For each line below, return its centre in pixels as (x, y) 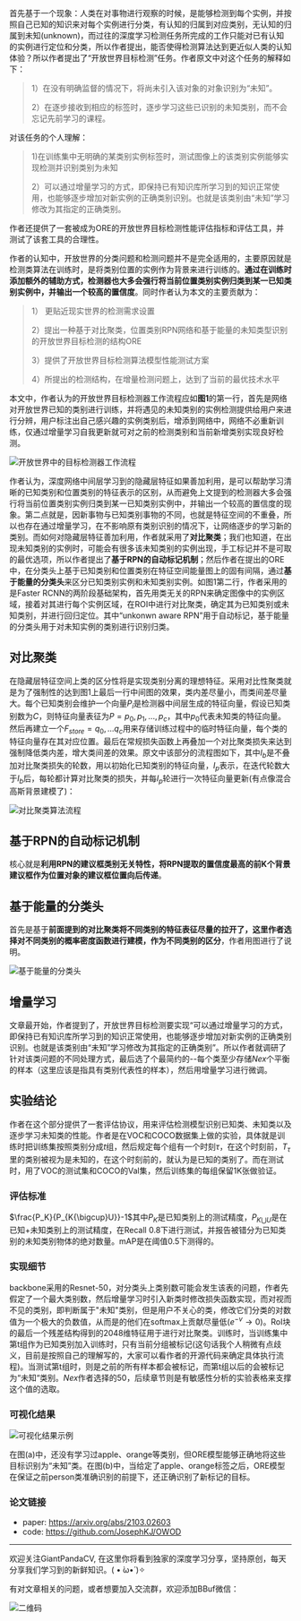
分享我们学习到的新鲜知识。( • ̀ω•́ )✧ (77, 1570)
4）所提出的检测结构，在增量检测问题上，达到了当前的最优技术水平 (155, 379)
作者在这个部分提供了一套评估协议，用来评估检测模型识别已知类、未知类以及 (150, 1124)
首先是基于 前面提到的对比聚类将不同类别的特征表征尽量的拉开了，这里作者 (146, 930)
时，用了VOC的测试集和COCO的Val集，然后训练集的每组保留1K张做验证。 (146, 1171)
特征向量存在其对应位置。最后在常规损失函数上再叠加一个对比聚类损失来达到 (150, 742)
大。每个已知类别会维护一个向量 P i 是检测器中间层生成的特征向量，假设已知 (146, 704)
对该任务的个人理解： (48, 137)
